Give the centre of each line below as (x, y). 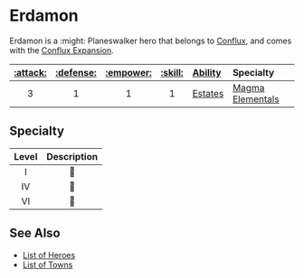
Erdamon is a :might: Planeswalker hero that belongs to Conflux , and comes (151, 41)
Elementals (256, 98)
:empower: (128, 72)
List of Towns (47, 264)
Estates (208, 93)
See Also (35, 233)
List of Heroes (49, 255)
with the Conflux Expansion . (62, 50)
